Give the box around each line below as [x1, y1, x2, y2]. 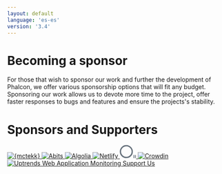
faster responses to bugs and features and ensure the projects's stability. [7, 97, 215, 106]
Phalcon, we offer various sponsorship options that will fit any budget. [7, 83, 206, 91]
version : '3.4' [7, 23, 51, 30]
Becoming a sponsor [7, 52, 128, 68]
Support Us [123, 159, 155, 168]
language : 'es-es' [7, 17, 60, 23]
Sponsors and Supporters [7, 122, 159, 137]
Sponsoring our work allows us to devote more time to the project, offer [7, 90, 210, 99]
